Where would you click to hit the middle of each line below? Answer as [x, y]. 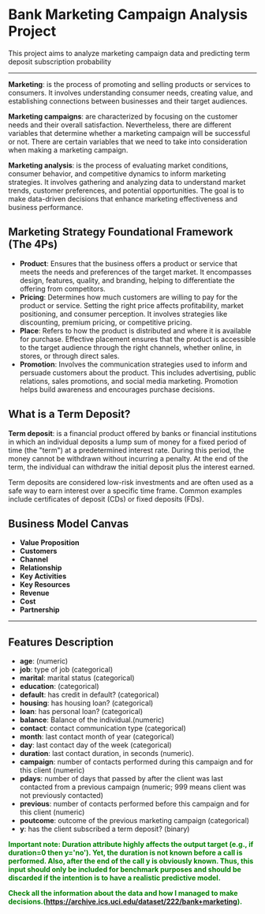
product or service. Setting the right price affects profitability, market [132, 305]
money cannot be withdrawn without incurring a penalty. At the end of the [128, 458]
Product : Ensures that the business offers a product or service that [129, 263]
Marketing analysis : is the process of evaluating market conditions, [118, 165]
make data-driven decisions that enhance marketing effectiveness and [123, 198]
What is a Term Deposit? [69, 414]
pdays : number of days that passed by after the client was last [121, 779]
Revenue [34, 593]
